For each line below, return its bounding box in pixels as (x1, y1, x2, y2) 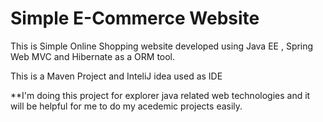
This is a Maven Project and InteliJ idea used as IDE (10, 70, 223, 82)
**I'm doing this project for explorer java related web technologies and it (10, 89, 311, 101)
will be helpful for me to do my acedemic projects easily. (10, 100, 243, 112)
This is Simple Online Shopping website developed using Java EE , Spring (10, 40, 314, 52)
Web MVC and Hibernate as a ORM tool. (10, 50, 176, 62)
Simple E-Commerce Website (10, 7, 260, 30)
